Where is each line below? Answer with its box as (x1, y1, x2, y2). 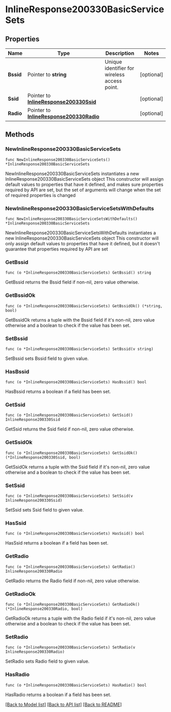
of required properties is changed (5, 192, 76, 198)
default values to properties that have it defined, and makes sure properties (5, 181, 164, 187)
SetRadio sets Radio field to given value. (5, 658, 90, 665)
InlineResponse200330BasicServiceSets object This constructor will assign (5, 176, 164, 182)
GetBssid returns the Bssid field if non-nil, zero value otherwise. (5, 279, 139, 286)
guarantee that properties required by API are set (5, 246, 108, 252)
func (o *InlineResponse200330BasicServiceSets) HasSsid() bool (5, 531, 145, 536)
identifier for (104, 65, 134, 72)
